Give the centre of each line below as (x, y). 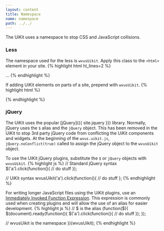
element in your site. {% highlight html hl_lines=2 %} (58, 66)
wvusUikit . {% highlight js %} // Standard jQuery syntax (61, 163)
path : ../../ (19, 23)
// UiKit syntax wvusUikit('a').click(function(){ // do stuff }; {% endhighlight (81, 178)
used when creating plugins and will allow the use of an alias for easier (77, 203)
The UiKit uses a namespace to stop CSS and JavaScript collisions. (73, 37)
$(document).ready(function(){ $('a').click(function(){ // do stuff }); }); (76, 213)
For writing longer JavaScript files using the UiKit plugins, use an (71, 193)
